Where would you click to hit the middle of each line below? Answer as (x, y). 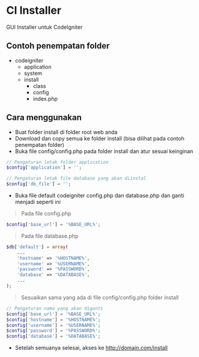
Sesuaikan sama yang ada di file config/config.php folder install (100, 297)
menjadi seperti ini (38, 202)
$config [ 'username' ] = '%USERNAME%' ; (54, 325)
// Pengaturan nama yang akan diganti (55, 308)
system (33, 73)
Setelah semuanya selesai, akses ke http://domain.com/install (91, 348)
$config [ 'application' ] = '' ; (44, 168)
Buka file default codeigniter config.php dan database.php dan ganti (99, 196)
